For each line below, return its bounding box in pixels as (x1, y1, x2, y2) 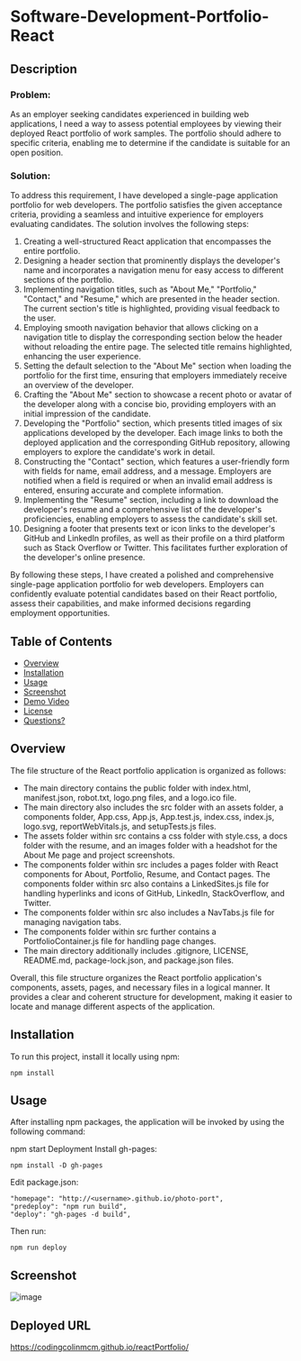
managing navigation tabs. (22, 916, 122, 927)
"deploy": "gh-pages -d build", (10, 1210, 131, 1220)
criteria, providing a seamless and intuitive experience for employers (10, 209, 264, 220)
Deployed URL (10, 1318, 92, 1333)
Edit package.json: (10, 1177, 79, 1188)
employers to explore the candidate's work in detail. (22, 447, 216, 458)
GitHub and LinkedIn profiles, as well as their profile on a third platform (22, 533, 286, 544)
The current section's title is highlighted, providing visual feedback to (22, 304, 280, 314)
